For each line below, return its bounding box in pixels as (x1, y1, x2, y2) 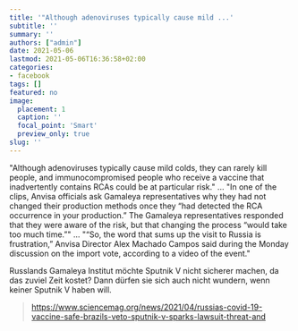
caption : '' (17, 113, 63, 122)
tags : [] (9, 80, 42, 89)
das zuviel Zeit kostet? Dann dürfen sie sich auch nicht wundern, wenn (9, 275, 270, 285)
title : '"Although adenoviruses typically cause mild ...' (9, 13, 234, 22)
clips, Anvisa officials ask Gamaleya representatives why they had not (9, 191, 267, 201)
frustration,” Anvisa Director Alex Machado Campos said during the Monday (9, 238, 289, 249)
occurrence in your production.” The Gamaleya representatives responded (9, 209, 284, 220)
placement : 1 (17, 105, 66, 114)
